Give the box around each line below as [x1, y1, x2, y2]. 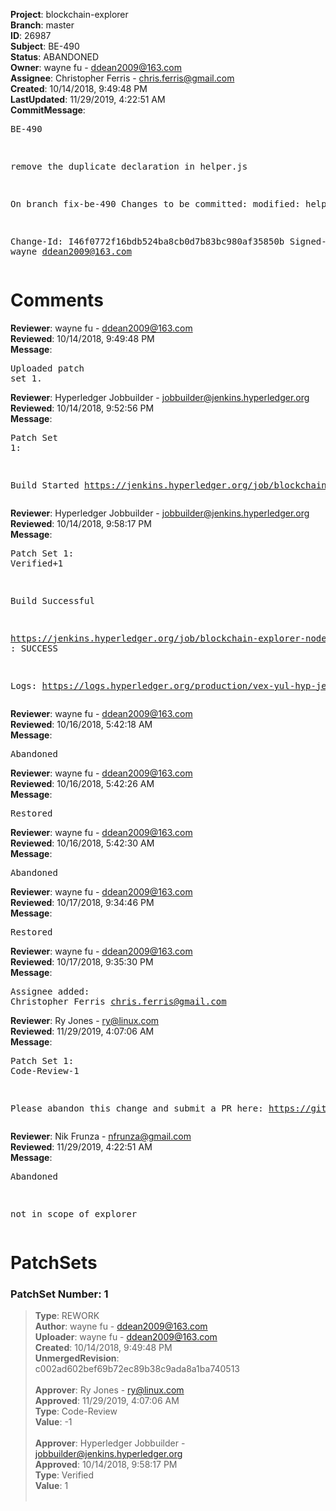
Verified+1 [10, 557, 64, 569]
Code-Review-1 [10, 1065, 80, 1076]
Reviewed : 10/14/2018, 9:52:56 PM [10, 402, 155, 414]
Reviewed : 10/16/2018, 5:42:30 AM [10, 837, 155, 849]
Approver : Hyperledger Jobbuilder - [34, 1437, 186, 1449]
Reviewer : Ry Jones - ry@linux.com [10, 1014, 160, 1026]
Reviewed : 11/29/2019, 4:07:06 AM [10, 1025, 155, 1037]
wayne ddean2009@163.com [10, 246, 132, 257]
